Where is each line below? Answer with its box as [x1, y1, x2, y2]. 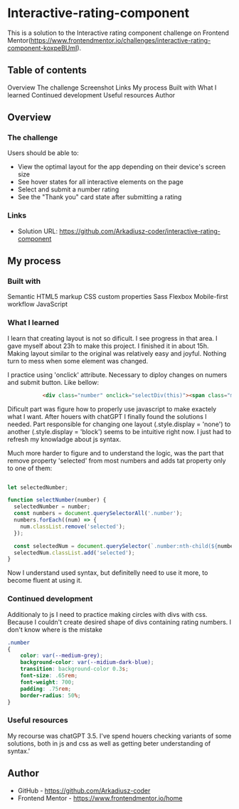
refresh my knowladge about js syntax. [7, 435, 122, 443]
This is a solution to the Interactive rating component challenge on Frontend [7, 28, 230, 37]
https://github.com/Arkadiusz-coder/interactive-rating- [59, 226, 221, 236]
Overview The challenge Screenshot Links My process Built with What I [7, 83, 217, 92]
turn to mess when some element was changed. [7, 356, 149, 365]
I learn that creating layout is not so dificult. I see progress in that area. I [7, 334, 218, 342]
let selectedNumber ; [7, 484, 69, 491]
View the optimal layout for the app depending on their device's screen [17, 162, 226, 171]
